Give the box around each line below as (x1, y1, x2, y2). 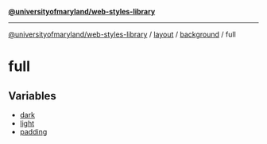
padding (19, 127, 48, 136)
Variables (8, 89, 57, 103)
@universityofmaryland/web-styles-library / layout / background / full (8, 29, 236, 39)
